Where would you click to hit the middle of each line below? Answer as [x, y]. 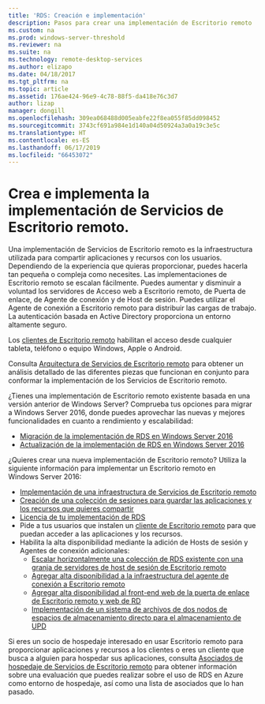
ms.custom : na [32, 30]
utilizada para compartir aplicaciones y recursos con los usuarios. [115, 258]
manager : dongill [37, 111]
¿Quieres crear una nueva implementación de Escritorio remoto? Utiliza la [127, 460]
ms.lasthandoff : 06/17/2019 [54, 148]
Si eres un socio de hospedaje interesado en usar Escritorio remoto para [126, 642]
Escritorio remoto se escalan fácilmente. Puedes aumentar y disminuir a [125, 283]
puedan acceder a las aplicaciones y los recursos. [101, 534]
